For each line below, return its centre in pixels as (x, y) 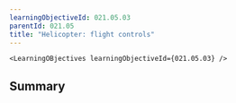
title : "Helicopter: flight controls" (82, 34)
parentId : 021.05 (42, 26)
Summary (37, 86)
